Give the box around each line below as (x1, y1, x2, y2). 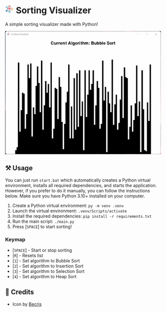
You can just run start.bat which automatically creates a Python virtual (5, 177, 151, 183)
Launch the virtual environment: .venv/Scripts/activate (12, 208, 127, 214)
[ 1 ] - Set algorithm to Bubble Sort (12, 258, 80, 264)
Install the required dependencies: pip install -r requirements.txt (12, 213, 152, 219)
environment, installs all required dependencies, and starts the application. (5, 182, 157, 188)
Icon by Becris (12, 301, 42, 307)
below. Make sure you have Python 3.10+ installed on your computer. (5, 193, 145, 199)
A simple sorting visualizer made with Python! (5, 21, 98, 27)
